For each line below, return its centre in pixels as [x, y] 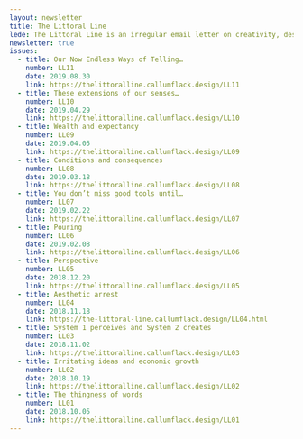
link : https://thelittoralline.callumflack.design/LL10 [133, 118]
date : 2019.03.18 [58, 177]
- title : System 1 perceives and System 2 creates [115, 328]
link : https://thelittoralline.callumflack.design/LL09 [133, 151]
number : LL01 [50, 403]
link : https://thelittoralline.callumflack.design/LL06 [133, 252]
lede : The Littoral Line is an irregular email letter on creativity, [145, 34]
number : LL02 [50, 370]
